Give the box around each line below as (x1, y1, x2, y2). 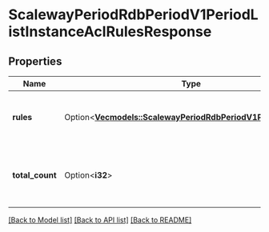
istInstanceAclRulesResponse (8, 22, 212, 41)
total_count (12, 170, 57, 181)
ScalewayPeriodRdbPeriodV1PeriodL (8, 6, 259, 24)
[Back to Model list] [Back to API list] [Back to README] (8, 215, 192, 225)
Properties (8, 54, 62, 68)
